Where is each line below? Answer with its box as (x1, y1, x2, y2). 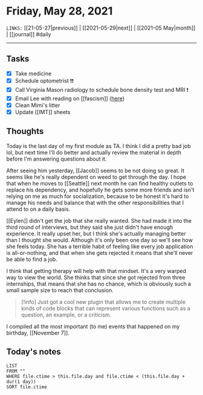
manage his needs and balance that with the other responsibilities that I (6, 199, 184, 206)
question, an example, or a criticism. (21, 311, 112, 318)
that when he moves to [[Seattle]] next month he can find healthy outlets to (6, 179, 193, 187)
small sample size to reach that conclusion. (6, 286, 114, 294)
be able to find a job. (6, 255, 57, 263)
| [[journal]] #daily (6, 30, 51, 37)
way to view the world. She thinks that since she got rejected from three (6, 274, 185, 281)
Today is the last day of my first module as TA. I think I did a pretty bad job (6, 142, 192, 149)
